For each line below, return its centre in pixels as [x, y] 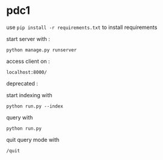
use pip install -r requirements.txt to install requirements [82, 27]
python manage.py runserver [42, 50]
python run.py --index [35, 106]
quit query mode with [33, 139]
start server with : [28, 39]
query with [20, 117]
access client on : [28, 61]
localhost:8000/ [27, 72]
